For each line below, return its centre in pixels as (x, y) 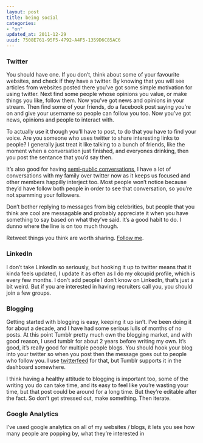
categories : (21, 23)
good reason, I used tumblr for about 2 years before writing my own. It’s (96, 341)
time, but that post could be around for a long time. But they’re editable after (101, 391)
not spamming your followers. (43, 195)
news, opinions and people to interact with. (60, 120)
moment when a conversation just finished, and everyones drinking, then (98, 151)
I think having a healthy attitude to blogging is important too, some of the (97, 379)
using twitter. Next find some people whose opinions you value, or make (97, 94)
